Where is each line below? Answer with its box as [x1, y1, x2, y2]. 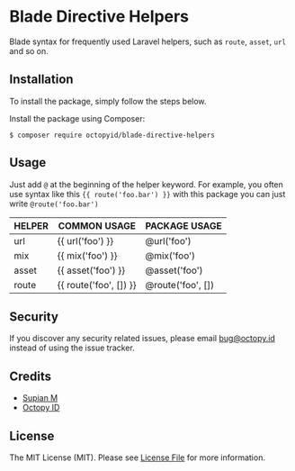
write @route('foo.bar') [9, 198, 99, 209]
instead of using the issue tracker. [9, 342, 135, 353]
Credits [9, 368, 52, 384]
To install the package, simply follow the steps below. [9, 95, 207, 106]
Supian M [22, 393, 58, 403]
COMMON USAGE [58, 219, 137, 231]
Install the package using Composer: [9, 113, 146, 123]
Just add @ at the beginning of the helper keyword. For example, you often [9, 178, 283, 190]
